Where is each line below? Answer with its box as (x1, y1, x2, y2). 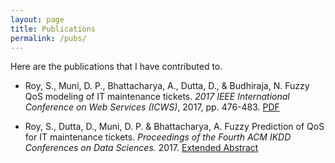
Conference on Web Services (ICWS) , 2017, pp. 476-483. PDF (24, 101, 280, 113)
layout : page (10, 14, 65, 25)
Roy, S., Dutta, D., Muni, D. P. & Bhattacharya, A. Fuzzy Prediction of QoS (24, 121, 325, 133)
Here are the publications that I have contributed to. (10, 61, 223, 73)
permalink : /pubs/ (10, 33, 87, 43)
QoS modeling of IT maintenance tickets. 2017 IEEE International (24, 91, 290, 103)
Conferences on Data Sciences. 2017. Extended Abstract (24, 142, 259, 154)
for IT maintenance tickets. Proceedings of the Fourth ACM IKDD (24, 131, 292, 143)
